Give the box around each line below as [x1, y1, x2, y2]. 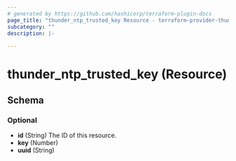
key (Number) [17, 139, 58, 147]
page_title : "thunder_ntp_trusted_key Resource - [7, 17, 156, 24]
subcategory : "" [7, 23, 55, 30]
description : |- [7, 29, 55, 37]
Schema [7, 94, 44, 106]
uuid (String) [17, 146, 55, 154]
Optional [7, 115, 37, 125]
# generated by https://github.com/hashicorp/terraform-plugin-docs [7, 10, 212, 17]
